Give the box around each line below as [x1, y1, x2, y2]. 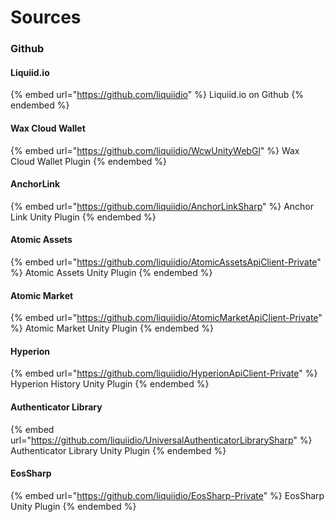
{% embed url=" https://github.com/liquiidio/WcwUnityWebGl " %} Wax [10, 144, 300, 156]
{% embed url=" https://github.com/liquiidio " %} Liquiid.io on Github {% [10, 89, 304, 101]
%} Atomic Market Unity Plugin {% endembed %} [10, 322, 215, 335]
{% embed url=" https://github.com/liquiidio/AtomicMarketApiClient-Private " [10, 312, 323, 324]
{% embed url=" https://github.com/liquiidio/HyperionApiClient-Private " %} [10, 367, 318, 380]
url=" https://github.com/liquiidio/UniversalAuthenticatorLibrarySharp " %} [10, 434, 313, 446]
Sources [10, 6, 82, 29]
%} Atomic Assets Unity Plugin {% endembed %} [10, 266, 213, 278]
